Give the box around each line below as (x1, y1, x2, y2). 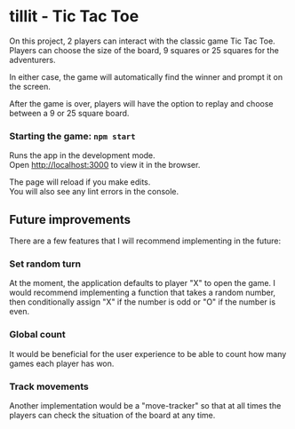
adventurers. (9, 54, 56, 65)
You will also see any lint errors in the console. (9, 187, 179, 197)
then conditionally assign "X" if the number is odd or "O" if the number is (9, 297, 276, 307)
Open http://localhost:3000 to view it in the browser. (9, 160, 201, 171)
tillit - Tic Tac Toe (9, 6, 140, 27)
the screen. (9, 81, 52, 91)
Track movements (9, 380, 89, 393)
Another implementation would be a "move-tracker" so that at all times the (9, 400, 282, 410)
